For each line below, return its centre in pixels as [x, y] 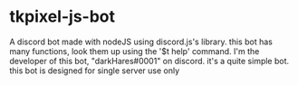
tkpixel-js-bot [62, 17]
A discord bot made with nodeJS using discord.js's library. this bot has [141, 42]
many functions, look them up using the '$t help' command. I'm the [135, 51]
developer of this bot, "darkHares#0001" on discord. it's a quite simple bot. [149, 61]
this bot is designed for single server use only [95, 71]
